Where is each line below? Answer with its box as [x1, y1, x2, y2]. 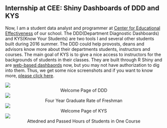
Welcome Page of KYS [60, 108, 107, 114]
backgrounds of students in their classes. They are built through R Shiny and [5, 57, 163, 63]
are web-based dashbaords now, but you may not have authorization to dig [5, 62, 160, 68]
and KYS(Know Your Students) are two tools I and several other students [5, 35, 155, 41]
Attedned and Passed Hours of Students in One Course [27, 118, 141, 124]
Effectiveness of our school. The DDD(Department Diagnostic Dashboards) [5, 30, 160, 36]
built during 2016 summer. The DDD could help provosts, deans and [5, 41, 145, 47]
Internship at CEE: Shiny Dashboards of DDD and [5, 4, 160, 12]
